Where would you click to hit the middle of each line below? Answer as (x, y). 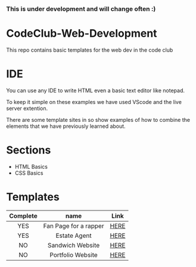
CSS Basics (29, 173)
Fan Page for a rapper (74, 226)
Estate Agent (74, 235)
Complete (23, 216)
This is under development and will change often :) (81, 9)
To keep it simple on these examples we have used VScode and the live (94, 102)
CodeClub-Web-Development (82, 34)
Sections (29, 150)
